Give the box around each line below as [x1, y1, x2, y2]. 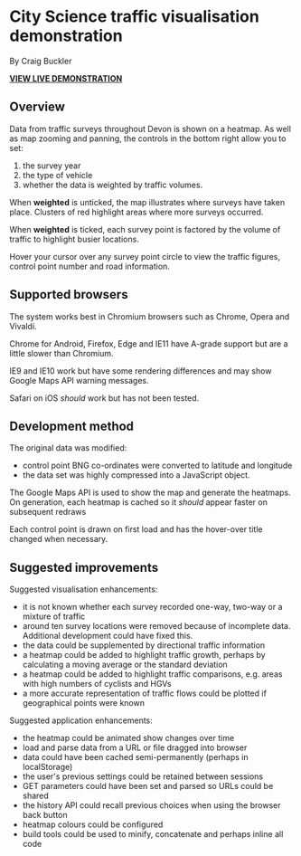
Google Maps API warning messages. [9, 375, 149, 385]
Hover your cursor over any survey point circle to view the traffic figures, [9, 251, 281, 262]
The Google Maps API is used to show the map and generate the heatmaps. [9, 487, 291, 499]
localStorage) [22, 762, 73, 773]
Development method [9, 418, 134, 433]
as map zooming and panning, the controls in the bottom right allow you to [9, 133, 287, 144]
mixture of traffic [22, 611, 86, 622]
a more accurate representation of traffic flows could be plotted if [22, 688, 267, 699]
